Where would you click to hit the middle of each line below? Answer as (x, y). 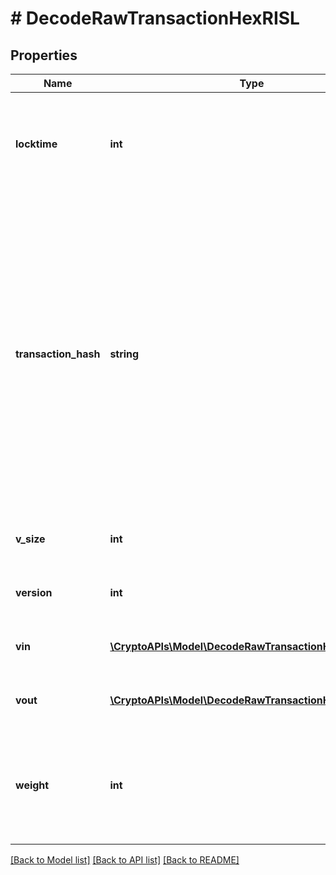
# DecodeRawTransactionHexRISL (155, 18)
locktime (36, 144)
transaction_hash (58, 354)
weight (32, 785)
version (34, 592)
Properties (44, 55)
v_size (30, 539)
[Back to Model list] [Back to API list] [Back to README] (125, 860)
